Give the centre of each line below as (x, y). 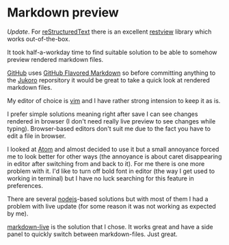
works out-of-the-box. (39, 38)
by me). (18, 213)
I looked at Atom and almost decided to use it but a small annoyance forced (113, 149)
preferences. (25, 185)
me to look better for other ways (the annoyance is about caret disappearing (114, 156)
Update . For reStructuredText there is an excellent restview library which (109, 32)
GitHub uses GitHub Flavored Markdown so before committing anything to (111, 73)
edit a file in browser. (37, 136)
